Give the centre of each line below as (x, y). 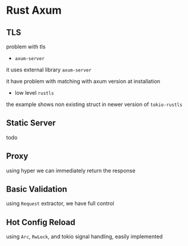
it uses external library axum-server (49, 70)
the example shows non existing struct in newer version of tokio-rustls (94, 104)
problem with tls (26, 46)
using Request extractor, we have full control (60, 204)
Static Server (31, 123)
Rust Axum (34, 10)
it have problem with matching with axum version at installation (83, 81)
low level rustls (35, 93)
